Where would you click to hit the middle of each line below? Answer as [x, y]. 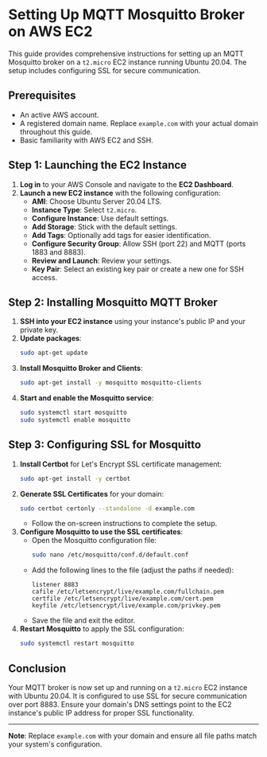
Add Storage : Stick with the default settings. [104, 226]
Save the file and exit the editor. [83, 620]
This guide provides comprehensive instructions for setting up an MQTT [126, 53]
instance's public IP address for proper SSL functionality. [101, 713]
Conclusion [37, 668]
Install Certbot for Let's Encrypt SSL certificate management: [121, 464]
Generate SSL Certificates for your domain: [92, 494]
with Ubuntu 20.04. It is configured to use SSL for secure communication [128, 696]
